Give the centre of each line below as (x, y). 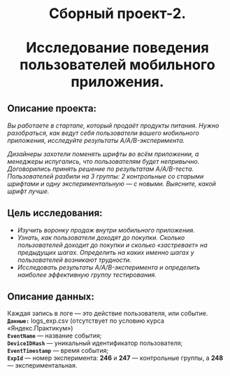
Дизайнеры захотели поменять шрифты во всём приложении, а (103, 154)
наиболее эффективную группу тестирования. (87, 274)
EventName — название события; (55, 336)
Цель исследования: (55, 213)
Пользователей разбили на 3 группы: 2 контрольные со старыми (106, 176)
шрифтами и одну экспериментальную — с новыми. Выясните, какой (112, 183)
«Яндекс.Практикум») (40, 328)
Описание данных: (51, 297)
